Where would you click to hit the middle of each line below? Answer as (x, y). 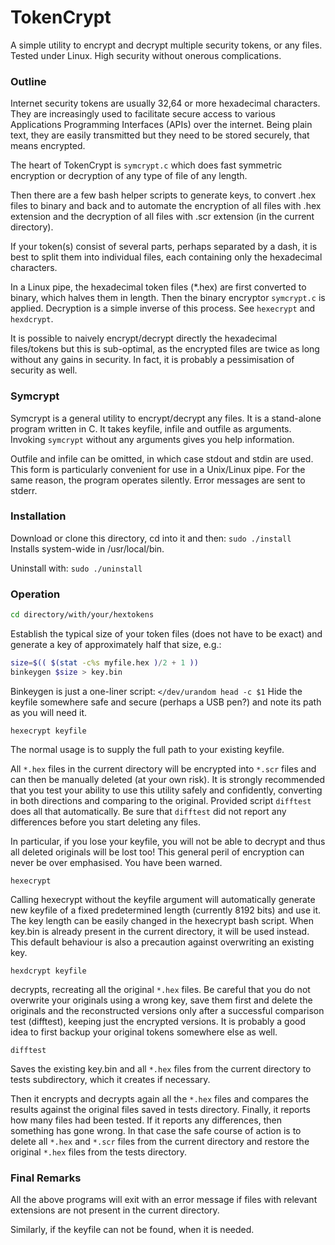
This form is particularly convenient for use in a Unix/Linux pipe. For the (158, 469)
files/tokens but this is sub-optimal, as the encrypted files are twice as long (165, 349)
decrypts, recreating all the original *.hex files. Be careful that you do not (160, 989)
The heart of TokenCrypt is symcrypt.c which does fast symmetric (146, 165)
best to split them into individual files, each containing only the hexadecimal (166, 257)
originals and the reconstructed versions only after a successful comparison (167, 1010)
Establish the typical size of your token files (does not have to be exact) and (166, 634)
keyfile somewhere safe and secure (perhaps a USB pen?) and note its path (166, 702)
